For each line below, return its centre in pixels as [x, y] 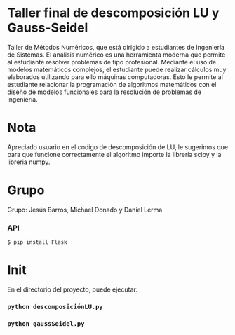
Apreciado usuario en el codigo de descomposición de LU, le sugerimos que [118, 147]
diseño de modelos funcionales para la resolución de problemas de [105, 92]
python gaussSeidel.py [46, 323]
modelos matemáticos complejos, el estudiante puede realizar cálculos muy [117, 69]
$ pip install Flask [38, 242]
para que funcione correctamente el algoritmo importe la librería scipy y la [114, 154]
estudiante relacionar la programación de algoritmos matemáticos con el [112, 84]
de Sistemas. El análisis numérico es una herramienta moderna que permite [116, 55]
